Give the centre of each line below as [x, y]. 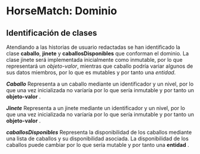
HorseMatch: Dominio [62, 11]
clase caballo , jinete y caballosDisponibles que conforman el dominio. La [98, 54]
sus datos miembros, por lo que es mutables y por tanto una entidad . [91, 72]
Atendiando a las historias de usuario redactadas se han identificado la [93, 47]
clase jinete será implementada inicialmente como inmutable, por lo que [95, 60]
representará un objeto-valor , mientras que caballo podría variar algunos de [100, 66]
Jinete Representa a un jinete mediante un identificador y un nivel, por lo [96, 108]
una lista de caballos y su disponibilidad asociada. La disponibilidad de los [98, 139]
